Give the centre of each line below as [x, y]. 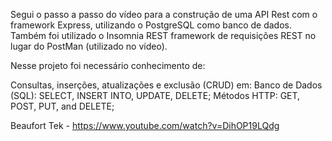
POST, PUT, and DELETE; [62, 106]
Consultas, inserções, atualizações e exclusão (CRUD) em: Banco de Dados [166, 85]
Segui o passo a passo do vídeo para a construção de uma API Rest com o [164, 14]
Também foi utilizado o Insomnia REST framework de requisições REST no [163, 35]
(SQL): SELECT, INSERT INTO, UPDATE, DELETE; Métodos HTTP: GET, [155, 95]
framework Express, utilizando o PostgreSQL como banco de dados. [151, 25]
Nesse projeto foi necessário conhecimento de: [108, 65]
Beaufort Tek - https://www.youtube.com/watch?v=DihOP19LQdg [145, 125]
